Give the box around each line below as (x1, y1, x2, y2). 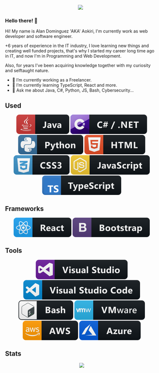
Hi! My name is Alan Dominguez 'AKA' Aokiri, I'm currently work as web (5, 28, 148, 34)
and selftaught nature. (5, 68, 50, 74)
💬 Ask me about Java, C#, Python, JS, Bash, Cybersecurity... (12, 87, 134, 93)
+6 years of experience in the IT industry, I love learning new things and (5, 43, 149, 49)
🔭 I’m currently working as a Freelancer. (12, 77, 92, 83)
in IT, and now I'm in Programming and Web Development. (5, 53, 122, 59)
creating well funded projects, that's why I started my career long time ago (5, 48, 155, 54)
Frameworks (5, 204, 44, 213)
